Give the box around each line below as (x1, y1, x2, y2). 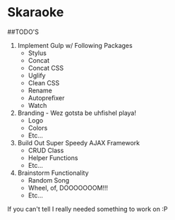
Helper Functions (28, 153, 78, 162)
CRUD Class (28, 146, 64, 154)
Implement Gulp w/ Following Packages (17, 41, 133, 49)
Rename (28, 86, 53, 94)
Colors (28, 123, 48, 132)
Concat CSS (28, 63, 64, 72)
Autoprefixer (28, 93, 65, 102)
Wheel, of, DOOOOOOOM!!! (28, 183, 108, 192)
